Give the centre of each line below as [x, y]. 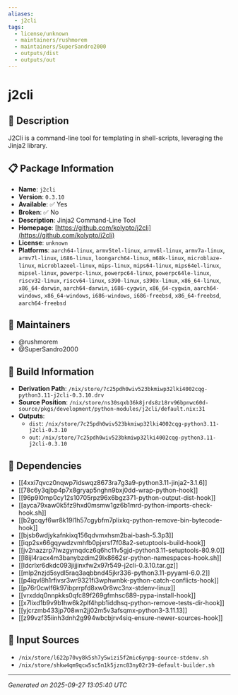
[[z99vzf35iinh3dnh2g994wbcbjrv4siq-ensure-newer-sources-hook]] [120, 618]
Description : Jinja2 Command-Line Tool [77, 220]
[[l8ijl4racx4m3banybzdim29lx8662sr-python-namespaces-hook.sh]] [120, 558]
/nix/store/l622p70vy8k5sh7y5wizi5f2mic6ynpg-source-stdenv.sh [113, 658]
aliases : [21, 14]
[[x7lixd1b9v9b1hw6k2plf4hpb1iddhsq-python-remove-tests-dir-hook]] [121, 603]
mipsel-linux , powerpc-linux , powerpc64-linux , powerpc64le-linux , [114, 272]
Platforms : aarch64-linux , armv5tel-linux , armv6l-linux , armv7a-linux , [121, 250]
